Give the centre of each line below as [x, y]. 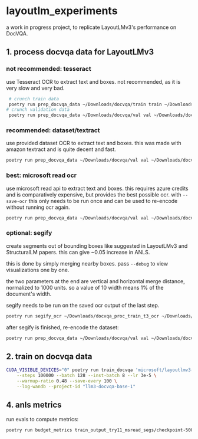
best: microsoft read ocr [41, 175]
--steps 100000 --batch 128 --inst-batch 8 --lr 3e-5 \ [87, 376]
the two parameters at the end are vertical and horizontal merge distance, [96, 281]
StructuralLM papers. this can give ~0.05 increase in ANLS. [78, 252]
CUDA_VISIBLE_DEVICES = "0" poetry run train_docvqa [70, 370]
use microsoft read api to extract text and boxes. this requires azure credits [97, 188]
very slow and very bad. [35, 88]
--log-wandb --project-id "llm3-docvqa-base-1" [76, 386]
